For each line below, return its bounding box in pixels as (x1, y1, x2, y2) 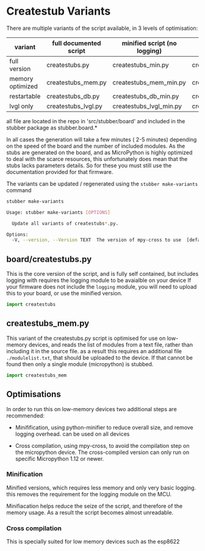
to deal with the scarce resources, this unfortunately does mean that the (6, 155, 188, 162)
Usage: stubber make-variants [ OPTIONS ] (6, 209, 111, 215)
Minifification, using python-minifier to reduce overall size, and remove (15, 423, 193, 431)
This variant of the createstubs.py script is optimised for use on (6, 334, 166, 342)
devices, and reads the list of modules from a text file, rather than (28, 340, 193, 348)
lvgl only (9, 102, 34, 110)
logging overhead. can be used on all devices (15, 430, 130, 438)
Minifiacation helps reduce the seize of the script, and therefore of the (6, 502, 183, 510)
